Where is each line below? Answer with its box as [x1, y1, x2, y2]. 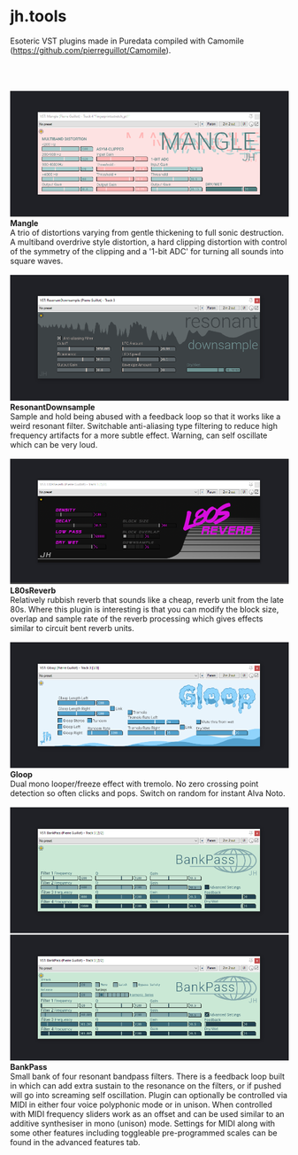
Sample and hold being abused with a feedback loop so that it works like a [10, 410, 281, 422]
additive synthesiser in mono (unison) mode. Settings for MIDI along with [10, 1118, 276, 1128]
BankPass [10, 1061, 48, 1072]
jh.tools [10, 6, 67, 27]
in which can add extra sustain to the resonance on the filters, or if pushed [10, 1080, 282, 1091]
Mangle [10, 217, 39, 228]
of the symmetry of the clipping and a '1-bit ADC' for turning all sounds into [10, 246, 284, 256]
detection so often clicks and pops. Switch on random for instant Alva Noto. [10, 788, 286, 799]
